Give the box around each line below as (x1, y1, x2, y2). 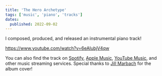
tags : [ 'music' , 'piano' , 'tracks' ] (5, 12, 83, 17)
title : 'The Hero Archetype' (5, 7, 67, 13)
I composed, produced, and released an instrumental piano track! (5, 35, 142, 42)
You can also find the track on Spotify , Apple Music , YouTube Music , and (5, 55, 157, 61)
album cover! (5, 66, 33, 72)
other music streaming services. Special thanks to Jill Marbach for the (5, 60, 151, 66)
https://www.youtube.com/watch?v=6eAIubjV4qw (5, 45, 110, 51)
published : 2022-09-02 (10, 21, 58, 27)
